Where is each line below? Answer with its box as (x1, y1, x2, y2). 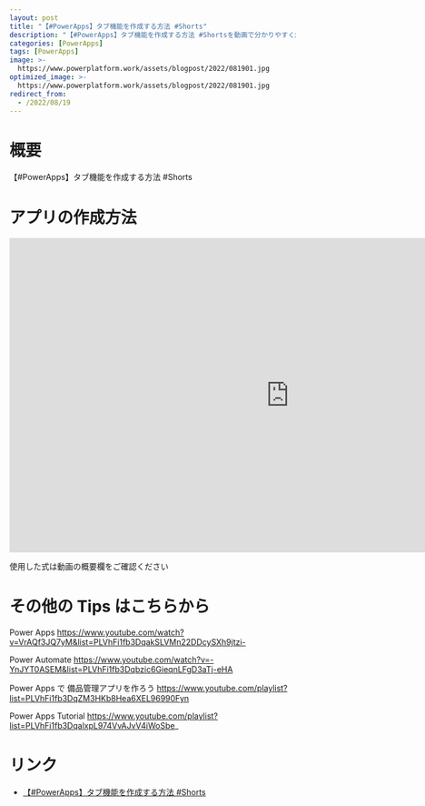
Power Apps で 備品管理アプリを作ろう (9, 683, 155, 694)
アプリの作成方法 (9, 207, 138, 227)
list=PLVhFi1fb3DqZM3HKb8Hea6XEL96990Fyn (9, 693, 190, 704)
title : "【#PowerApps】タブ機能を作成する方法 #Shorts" (9, 22, 207, 31)
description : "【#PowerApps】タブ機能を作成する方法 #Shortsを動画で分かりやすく (9, 30, 295, 39)
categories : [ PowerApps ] (9, 38, 104, 48)
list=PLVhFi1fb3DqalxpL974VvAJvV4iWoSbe (9, 720, 175, 731)
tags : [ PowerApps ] (9, 47, 79, 56)
